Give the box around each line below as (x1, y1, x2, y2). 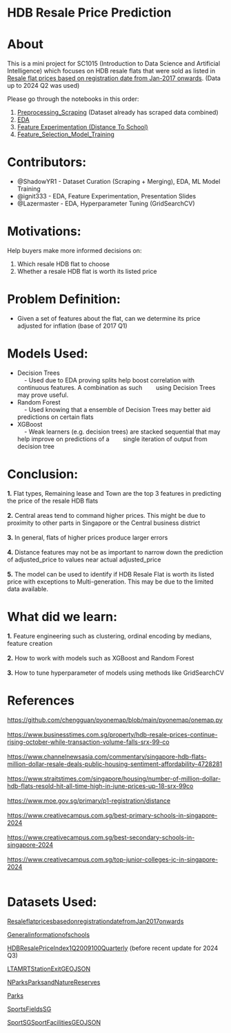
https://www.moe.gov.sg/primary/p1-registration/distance (7, 797, 171, 805)
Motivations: (7, 223, 81, 239)
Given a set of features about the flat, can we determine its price (17, 314, 201, 322)
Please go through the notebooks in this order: (7, 95, 139, 103)
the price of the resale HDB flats (7, 496, 99, 505)
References (7, 693, 74, 708)
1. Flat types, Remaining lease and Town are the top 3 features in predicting (7, 489, 222, 497)
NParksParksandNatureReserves (7, 978, 101, 986)
